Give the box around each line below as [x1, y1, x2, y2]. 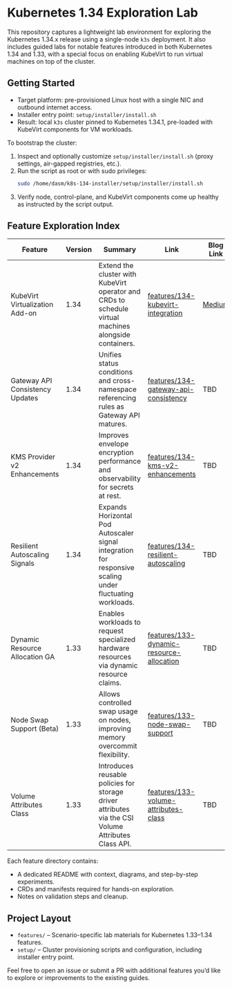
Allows [98, 689, 121, 699]
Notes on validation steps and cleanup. [17, 892, 128, 901]
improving [98, 724, 131, 733]
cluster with [98, 269, 137, 279]
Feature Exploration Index [7, 220, 120, 232]
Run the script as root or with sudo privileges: [17, 166, 147, 175]
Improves [98, 431, 129, 440]
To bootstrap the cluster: [7, 139, 77, 147]
